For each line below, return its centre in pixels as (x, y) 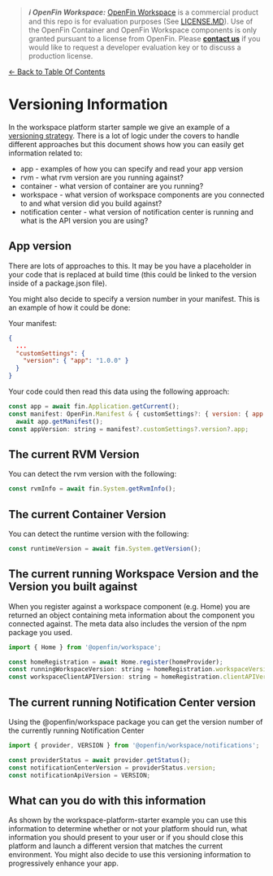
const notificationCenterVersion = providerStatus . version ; (113, 768)
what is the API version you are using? (84, 220)
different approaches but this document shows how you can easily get (126, 144)
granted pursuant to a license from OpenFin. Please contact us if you (144, 39)
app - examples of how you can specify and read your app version (132, 168)
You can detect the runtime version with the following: (99, 534)
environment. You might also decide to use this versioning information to (130, 855)
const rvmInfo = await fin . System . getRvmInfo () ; (92, 489)
